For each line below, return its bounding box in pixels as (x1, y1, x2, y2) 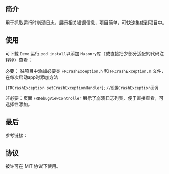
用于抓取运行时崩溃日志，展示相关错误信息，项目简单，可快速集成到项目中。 (5, 19, 167, 26)
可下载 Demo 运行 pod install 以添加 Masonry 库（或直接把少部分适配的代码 (5, 50, 160, 56)
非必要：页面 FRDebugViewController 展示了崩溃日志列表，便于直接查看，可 (5, 95, 164, 101)
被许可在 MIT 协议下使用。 (5, 163, 61, 169)
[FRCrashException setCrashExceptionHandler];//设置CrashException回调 (5, 85, 159, 91)
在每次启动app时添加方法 (5, 74, 59, 80)
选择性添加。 (5, 101, 32, 107)
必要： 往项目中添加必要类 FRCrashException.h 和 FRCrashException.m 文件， (5, 68, 166, 74)
